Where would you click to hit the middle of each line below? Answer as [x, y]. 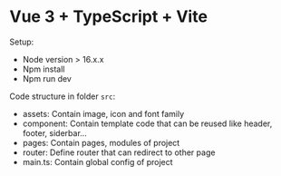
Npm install [44, 69]
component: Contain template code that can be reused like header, [147, 123]
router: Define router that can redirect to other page [119, 152]
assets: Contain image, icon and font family [103, 113]
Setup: [22, 42]
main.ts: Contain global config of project [98, 161]
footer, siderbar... [55, 132]
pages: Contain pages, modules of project [101, 142]
